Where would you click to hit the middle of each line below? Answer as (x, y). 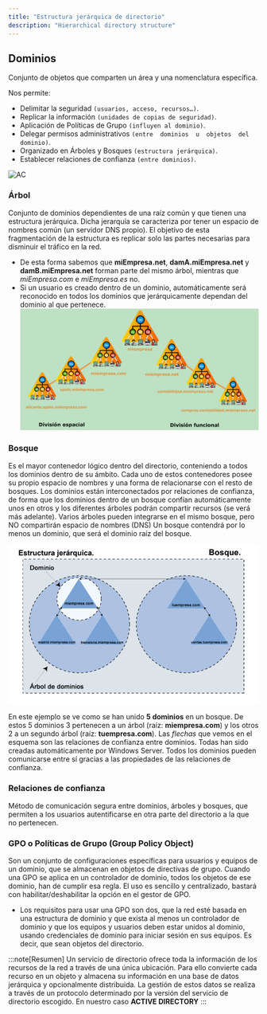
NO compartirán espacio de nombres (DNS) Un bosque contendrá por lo (127, 525)
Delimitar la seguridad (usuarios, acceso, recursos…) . (109, 108)
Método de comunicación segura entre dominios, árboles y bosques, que (128, 805)
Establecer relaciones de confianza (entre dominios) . (108, 159)
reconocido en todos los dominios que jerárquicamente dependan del (133, 296)
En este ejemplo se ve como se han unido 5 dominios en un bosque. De (126, 717)
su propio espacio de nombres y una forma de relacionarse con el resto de (130, 483)
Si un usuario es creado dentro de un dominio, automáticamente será (133, 288)
